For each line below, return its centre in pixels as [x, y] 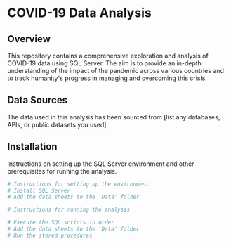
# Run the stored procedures [50, 235]
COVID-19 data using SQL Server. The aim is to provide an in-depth [105, 63]
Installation [32, 147]
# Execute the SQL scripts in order [61, 223]
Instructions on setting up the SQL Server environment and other [101, 164]
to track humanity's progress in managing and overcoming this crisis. [107, 78]
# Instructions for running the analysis [69, 210]
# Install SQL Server [39, 190]
